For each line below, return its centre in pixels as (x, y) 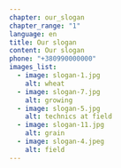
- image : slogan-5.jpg (59, 108)
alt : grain (45, 133)
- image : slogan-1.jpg (59, 76)
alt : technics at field (69, 116)
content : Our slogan (47, 51)
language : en (33, 34)
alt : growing (49, 100)
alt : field (45, 149)
